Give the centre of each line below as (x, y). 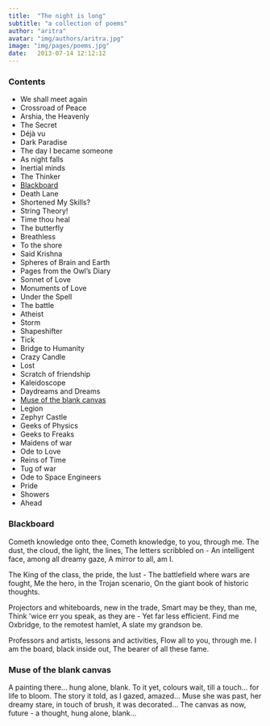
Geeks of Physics (49, 426)
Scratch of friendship (55, 374)
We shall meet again (54, 99)
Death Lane (39, 194)
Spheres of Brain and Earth (65, 263)
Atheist (32, 314)
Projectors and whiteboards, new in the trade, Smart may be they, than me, (133, 607)
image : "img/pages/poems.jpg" (59, 46)
